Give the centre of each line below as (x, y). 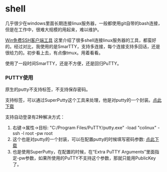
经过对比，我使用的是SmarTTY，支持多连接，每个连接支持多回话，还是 (87, 46)
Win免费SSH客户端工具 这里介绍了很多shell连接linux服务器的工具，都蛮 (79, 40)
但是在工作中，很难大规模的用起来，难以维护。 (53, 29)
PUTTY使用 (19, 77)
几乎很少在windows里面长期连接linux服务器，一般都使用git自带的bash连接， (84, 23)
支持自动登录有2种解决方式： (35, 117)
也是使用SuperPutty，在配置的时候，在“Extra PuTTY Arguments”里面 (83, 152)
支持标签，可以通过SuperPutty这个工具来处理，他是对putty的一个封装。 (79, 100)
